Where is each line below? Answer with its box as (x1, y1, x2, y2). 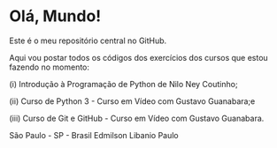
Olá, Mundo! (9, 6, 102, 26)
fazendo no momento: (9, 62, 90, 72)
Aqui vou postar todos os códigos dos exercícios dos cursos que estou (9, 52, 268, 63)
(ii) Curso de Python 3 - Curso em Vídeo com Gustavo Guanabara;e (9, 95, 256, 107)
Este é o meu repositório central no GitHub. (9, 35, 167, 46)
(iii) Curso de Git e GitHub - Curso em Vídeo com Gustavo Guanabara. (9, 113, 265, 123)
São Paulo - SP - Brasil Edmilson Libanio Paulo (9, 129, 179, 140)
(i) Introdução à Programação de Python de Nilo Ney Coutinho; (9, 78, 238, 89)
